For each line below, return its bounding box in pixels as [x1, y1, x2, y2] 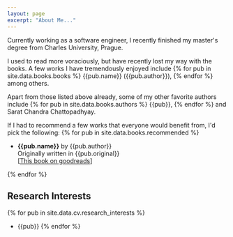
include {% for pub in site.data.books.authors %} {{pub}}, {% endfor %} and [7, 100, 227, 108]
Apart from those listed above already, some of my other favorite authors [7, 92, 217, 101]
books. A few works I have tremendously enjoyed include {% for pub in [7, 64, 211, 72]
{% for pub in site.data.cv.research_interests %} [7, 208, 145, 217]
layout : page [7, 10, 45, 17]
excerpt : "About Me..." [7, 17, 77, 24]
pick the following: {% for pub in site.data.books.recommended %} [7, 128, 200, 137]
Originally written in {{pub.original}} [17, 149, 120, 158]
